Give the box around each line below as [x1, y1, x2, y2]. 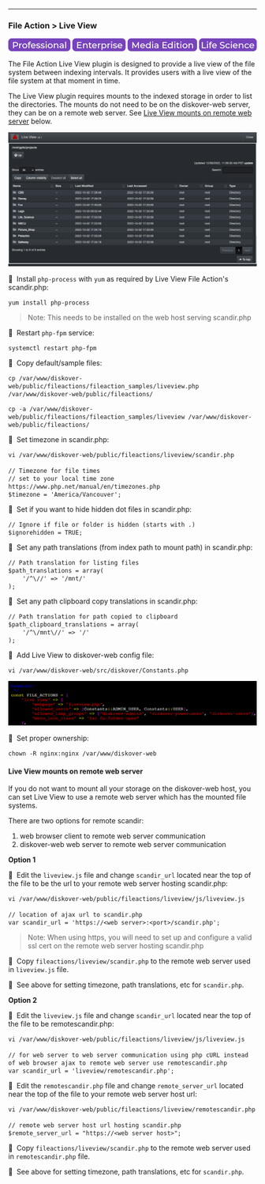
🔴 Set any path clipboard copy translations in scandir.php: [8, 596, 198, 606]
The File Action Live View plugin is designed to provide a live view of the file [8, 59, 256, 69]
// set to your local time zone [8, 475, 114, 482]
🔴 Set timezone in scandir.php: [8, 434, 110, 444]
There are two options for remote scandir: [8, 816, 144, 826]
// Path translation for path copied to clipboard [8, 612, 178, 621]
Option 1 [8, 855, 36, 864]
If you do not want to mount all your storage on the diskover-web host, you [8, 784, 251, 793]
